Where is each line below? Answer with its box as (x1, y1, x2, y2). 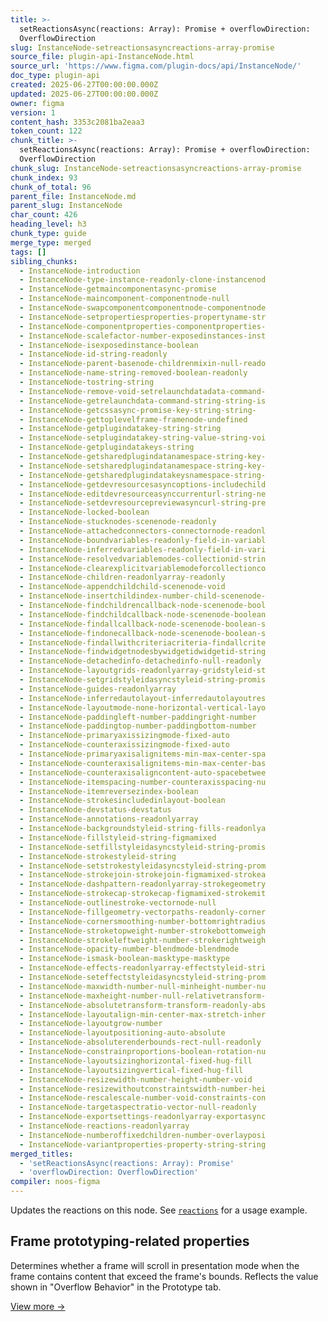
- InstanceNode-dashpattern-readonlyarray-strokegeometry (19, 879, 267, 890)
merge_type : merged (10, 237, 92, 248)
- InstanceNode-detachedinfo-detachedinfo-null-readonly (19, 656, 262, 666)
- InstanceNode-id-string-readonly (19, 349, 168, 360)
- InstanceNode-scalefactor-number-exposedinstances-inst (19, 331, 267, 341)
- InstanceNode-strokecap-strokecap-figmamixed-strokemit (19, 889, 267, 899)
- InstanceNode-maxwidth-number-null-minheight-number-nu (19, 981, 267, 991)
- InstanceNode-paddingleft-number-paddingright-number (19, 712, 257, 722)
